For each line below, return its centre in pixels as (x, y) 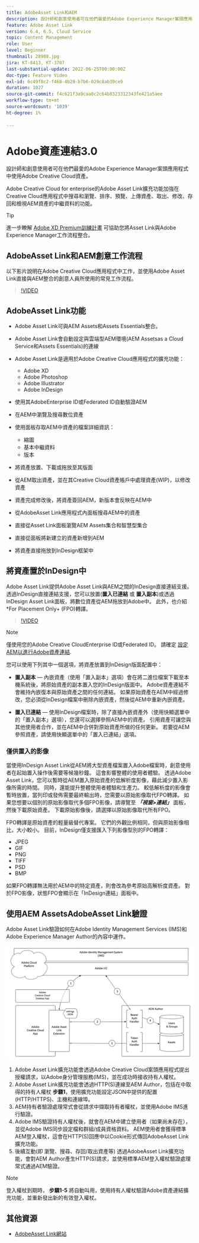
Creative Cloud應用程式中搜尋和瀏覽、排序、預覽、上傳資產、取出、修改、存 (99, 196)
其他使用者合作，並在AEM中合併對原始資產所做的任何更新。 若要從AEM (102, 727)
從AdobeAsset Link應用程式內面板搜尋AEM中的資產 (77, 513)
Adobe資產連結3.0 (52, 151)
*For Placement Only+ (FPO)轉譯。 (49, 609)
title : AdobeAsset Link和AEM (41, 12)
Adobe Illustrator (44, 383)
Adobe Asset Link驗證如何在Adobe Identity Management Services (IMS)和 (97, 929)
